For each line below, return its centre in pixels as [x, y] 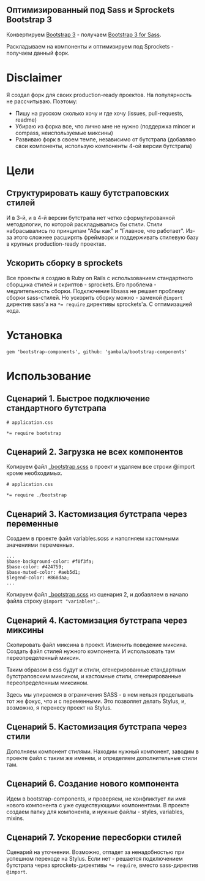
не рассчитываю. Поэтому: [42, 101]
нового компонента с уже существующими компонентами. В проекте [98, 805]
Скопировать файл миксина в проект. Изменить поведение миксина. [97, 644]
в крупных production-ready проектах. [56, 244]
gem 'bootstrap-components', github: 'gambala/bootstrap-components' [97, 352]
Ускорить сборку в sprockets [65, 263]
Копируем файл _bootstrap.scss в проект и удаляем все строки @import [101, 467]
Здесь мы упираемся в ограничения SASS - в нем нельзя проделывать [100, 694]
